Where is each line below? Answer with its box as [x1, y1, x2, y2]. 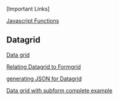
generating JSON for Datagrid [6, 75, 82, 82]
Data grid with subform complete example [6, 87, 113, 94]
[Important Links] [6, 6, 50, 12]
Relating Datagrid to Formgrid [6, 63, 81, 70]
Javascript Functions [6, 17, 60, 24]
